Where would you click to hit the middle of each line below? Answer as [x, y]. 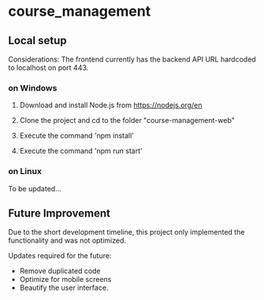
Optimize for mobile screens [65, 280]
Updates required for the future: [60, 256]
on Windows [33, 87]
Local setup [37, 41]
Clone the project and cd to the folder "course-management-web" [127, 120]
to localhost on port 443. [48, 68]
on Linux [25, 172]
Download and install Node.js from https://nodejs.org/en [111, 106]
